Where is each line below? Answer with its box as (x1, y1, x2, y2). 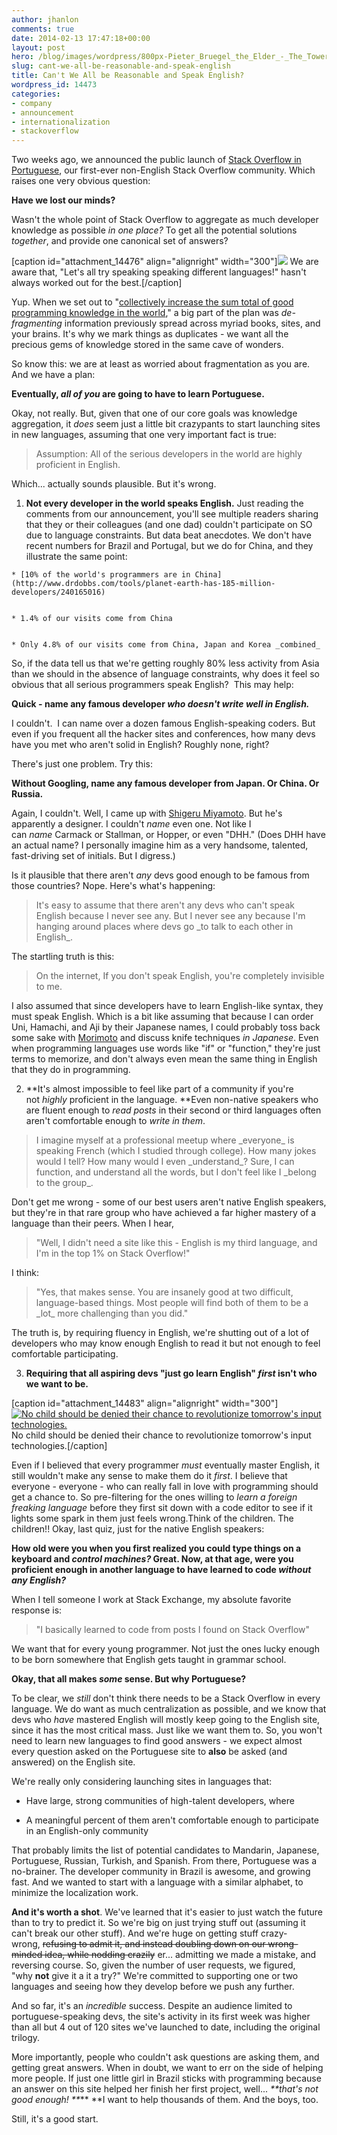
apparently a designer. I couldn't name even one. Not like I (11, 818, 252, 830)
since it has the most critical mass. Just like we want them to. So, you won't (11, 1724, 323, 1736)
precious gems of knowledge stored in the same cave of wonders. (11, 339, 284, 351)
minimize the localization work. (11, 1887, 139, 1899)
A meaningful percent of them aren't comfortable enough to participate (25, 1814, 319, 1826)
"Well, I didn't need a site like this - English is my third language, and (35, 1237, 318, 1249)
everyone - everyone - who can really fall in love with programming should (11, 1481, 319, 1493)
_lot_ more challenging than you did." (35, 1307, 189, 1320)
